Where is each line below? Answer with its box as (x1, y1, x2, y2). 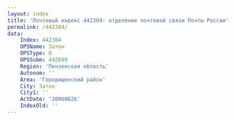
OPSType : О (20, 50, 52, 57)
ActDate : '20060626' (20, 96, 81, 103)
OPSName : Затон (20, 43, 65, 50)
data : (7, 30, 23, 37)
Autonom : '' (20, 69, 55, 76)
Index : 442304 (20, 37, 62, 44)
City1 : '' (20, 89, 49, 96)
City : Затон (20, 83, 55, 90)
